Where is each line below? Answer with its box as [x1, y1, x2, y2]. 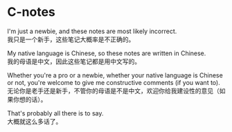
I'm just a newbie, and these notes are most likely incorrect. [7, 27, 177, 35]
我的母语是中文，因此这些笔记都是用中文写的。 [7, 57, 141, 66]
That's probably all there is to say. [7, 109, 104, 117]
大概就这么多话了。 [7, 117, 62, 125]
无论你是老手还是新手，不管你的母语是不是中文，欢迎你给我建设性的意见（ [7, 86, 220, 95]
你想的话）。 [12, 95, 47, 104]
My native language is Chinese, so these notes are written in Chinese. [7, 49, 206, 57]
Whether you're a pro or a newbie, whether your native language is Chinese [7, 70, 223, 79]
